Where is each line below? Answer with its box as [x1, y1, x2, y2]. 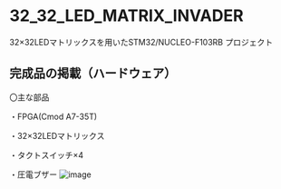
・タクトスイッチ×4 [9, 149, 84, 160]
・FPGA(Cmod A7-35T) [9, 111, 98, 122]
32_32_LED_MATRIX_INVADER [9, 5, 244, 26]
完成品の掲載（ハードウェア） [9, 65, 177, 82]
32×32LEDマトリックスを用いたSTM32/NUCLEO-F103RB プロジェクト [9, 36, 274, 47]
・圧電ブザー [9, 169, 57, 180]
